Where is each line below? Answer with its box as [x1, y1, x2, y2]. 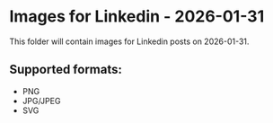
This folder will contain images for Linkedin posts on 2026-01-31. [9, 36, 250, 47]
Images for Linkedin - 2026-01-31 [9, 6, 265, 27]
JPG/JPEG [22, 95, 61, 106]
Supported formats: [9, 62, 123, 77]
